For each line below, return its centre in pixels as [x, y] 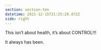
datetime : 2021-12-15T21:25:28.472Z [42, 14]
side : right [17, 19]
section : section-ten [27, 10]
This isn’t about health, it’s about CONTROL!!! [51, 33]
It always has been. [25, 42]
